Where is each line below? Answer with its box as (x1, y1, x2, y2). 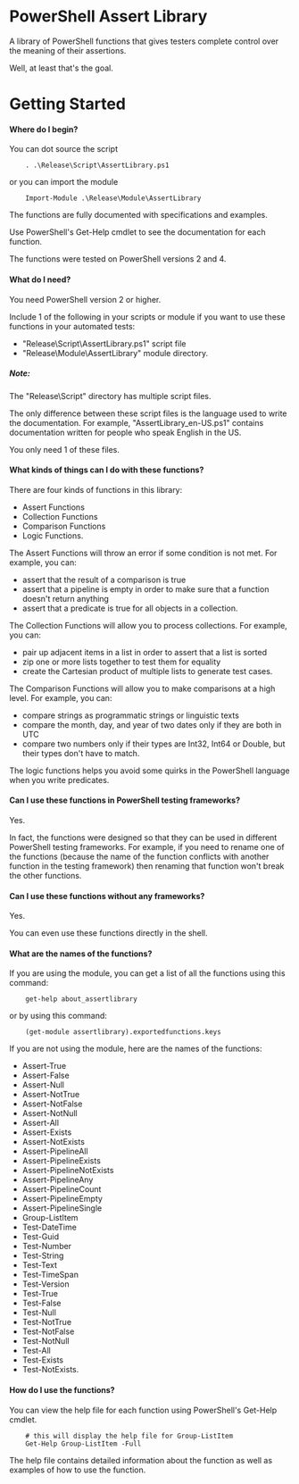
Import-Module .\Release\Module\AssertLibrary (25, 194, 202, 203)
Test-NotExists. (21, 1364, 79, 1375)
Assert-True (21, 1061, 67, 1071)
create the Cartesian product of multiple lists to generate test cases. (21, 665, 273, 676)
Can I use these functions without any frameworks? (9, 890, 205, 901)
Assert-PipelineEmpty (21, 1194, 103, 1205)
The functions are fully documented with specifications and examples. (9, 210, 268, 221)
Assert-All (21, 1118, 60, 1129)
